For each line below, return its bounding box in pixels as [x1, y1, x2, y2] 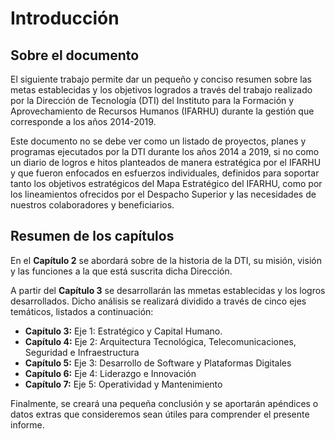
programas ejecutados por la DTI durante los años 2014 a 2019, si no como [10, 146, 320, 157]
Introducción [10, 7, 120, 30]
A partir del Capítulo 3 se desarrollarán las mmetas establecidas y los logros [10, 284, 326, 296]
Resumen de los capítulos [10, 228, 175, 245]
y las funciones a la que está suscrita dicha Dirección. [10, 265, 233, 277]
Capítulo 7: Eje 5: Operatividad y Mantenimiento [24, 378, 223, 390]
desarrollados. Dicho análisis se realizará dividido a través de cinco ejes [10, 295, 307, 307]
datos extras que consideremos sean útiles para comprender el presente [10, 408, 310, 420]
